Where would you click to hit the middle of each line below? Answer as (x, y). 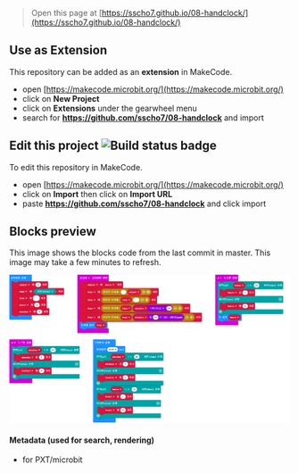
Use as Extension (58, 50)
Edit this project (54, 146)
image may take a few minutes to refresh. (85, 262)
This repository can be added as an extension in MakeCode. (121, 71)
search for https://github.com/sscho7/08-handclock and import (143, 117)
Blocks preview (53, 232)
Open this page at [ (66, 13)
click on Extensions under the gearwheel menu (110, 108)
